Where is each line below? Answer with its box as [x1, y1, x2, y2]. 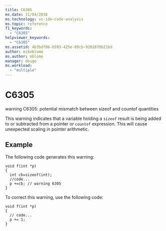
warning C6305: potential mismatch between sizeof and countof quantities [5, 105, 159, 111]
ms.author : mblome [5, 53, 43, 59]
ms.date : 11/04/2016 [5, 12, 48, 17]
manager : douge [5, 58, 37, 63]
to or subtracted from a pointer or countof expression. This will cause [5, 120, 148, 126]
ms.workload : [5, 63, 32, 68]
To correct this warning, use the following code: [5, 194, 104, 200]
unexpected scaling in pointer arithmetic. [5, 126, 89, 132]
